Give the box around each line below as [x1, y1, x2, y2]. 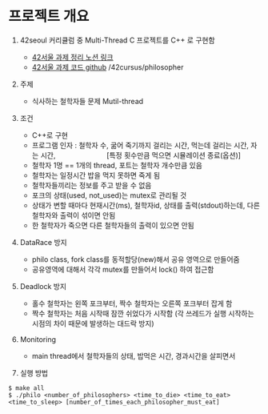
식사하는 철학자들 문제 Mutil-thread [31, 96, 144, 106]
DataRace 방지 [19, 237, 67, 247]
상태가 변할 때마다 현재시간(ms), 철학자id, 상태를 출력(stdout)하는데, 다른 [31, 200, 260, 210]
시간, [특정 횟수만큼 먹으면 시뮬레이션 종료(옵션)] [40, 150, 242, 160]
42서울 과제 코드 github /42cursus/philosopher [31, 62, 184, 72]
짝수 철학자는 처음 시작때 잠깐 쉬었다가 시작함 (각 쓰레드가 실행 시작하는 [31, 308, 254, 318]
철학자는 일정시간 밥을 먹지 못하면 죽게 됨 [31, 170, 161, 180]
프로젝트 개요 [8, 7, 90, 26]
